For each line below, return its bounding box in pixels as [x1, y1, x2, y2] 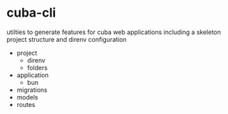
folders [26, 63, 48, 72]
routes [16, 100, 36, 108]
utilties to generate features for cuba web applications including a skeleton [6, 28, 221, 36]
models [16, 92, 38, 101]
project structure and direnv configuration [6, 35, 127, 43]
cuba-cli [6, 5, 56, 21]
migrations [16, 85, 48, 94]
